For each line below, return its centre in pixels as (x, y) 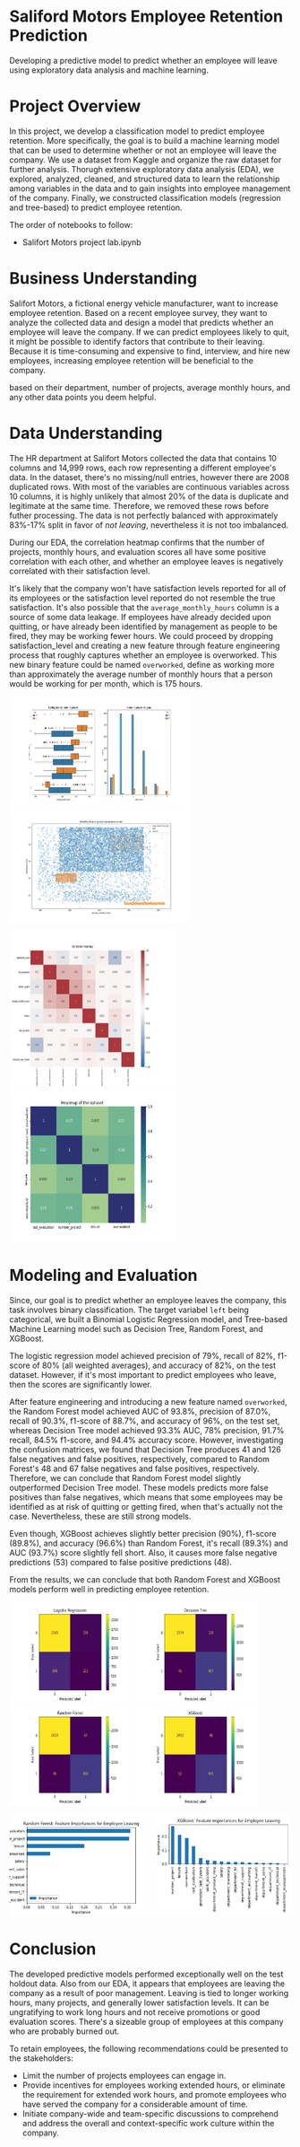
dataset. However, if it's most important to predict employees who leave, (143, 1374)
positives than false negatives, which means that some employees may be (146, 1497)
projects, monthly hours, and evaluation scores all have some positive (138, 552)
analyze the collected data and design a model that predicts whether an (141, 322)
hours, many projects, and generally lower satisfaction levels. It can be (139, 2002)
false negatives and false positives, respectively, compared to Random (140, 1459)
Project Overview (75, 106)
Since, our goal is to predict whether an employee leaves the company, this (148, 1300)
